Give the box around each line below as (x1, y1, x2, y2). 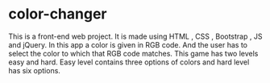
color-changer (8, 5, 107, 23)
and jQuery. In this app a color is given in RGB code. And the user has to (8, 39, 248, 49)
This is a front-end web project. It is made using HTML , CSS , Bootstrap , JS (8, 31, 263, 41)
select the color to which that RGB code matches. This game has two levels (8, 48, 259, 58)
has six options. (8, 65, 60, 75)
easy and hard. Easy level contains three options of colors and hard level (8, 57, 250, 67)
